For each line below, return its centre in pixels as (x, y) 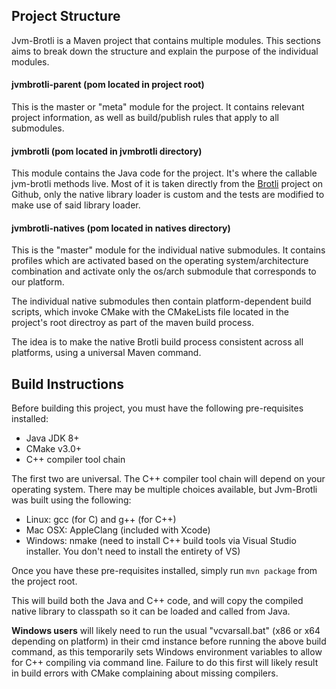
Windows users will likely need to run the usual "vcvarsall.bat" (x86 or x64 (166, 631)
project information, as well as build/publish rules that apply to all (145, 118)
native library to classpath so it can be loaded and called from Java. (151, 611)
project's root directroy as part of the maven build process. (132, 323)
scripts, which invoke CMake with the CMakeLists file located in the (150, 312)
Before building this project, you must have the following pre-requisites (157, 408)
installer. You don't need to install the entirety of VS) (133, 551)
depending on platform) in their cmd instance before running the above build (169, 641)
